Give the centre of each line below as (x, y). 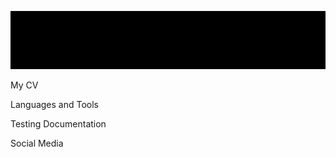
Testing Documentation (58, 124)
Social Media (37, 143)
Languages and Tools (55, 105)
